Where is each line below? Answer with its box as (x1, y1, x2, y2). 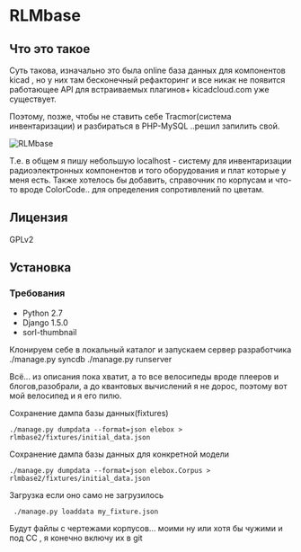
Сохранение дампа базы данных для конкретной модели (9, 449, 230, 459)
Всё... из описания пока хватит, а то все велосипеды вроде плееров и (9, 370, 279, 382)
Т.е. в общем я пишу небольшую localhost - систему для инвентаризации (9, 156, 292, 166)
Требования (9, 287, 66, 299)
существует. (9, 93, 57, 104)
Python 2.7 (22, 307, 63, 318)
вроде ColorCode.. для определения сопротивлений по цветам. (19, 184, 265, 194)
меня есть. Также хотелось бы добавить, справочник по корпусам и (9, 174, 274, 185)
